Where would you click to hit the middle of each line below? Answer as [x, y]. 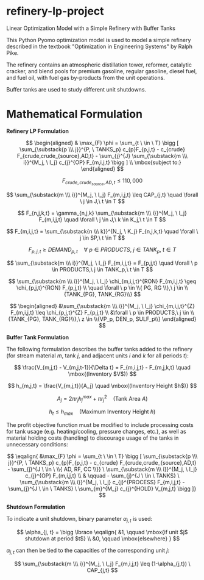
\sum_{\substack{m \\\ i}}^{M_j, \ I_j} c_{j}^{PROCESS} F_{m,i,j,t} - [102, 482]
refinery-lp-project [55, 11]
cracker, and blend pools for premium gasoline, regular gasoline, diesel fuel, [102, 71]
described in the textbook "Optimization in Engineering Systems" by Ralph [100, 46]
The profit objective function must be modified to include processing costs [100, 425]
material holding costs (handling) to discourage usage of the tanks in [93, 438]
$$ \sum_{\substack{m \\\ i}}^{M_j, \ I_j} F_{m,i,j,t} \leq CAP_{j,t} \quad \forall [102, 195]
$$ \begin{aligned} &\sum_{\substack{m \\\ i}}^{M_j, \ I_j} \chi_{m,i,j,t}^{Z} [102, 306]
